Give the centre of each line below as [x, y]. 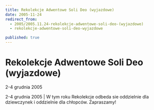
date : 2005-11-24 [24, 15]
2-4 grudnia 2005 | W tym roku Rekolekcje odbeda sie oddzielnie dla [77, 96]
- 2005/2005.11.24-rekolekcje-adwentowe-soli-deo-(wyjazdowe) [77, 24]
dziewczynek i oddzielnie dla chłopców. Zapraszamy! [61, 102]
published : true [22, 38]
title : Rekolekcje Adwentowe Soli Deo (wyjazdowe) [60, 10]
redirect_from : [21, 19]
